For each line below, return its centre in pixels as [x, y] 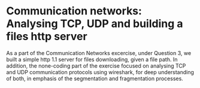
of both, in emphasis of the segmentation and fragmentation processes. [95, 78]
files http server [47, 37]
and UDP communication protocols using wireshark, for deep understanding [100, 72]
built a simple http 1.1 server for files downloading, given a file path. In [92, 59]
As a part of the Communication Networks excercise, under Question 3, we [99, 53]
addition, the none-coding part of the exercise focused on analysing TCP [96, 66]
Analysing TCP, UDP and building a [95, 24]
